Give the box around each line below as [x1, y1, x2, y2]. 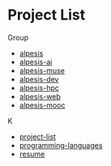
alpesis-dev [19, 74, 59, 84]
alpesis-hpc [19, 83, 60, 93]
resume [19, 149, 45, 159]
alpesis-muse [19, 65, 66, 75]
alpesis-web [19, 91, 62, 101]
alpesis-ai [19, 57, 53, 67]
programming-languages [19, 140, 103, 150]
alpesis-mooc [19, 100, 66, 110]
